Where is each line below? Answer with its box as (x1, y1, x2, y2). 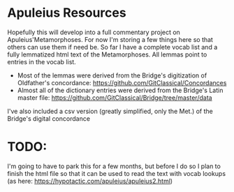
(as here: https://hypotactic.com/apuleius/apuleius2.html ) (7, 177, 173, 185)
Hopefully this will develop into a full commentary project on (7, 28, 180, 36)
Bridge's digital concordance (7, 114, 91, 123)
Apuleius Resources (7, 5, 127, 21)
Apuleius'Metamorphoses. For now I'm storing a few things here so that (7, 35, 213, 43)
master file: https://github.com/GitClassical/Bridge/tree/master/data (17, 93, 212, 102)
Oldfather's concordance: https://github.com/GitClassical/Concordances (17, 78, 227, 87)
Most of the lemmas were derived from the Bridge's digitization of (17, 71, 207, 80)
